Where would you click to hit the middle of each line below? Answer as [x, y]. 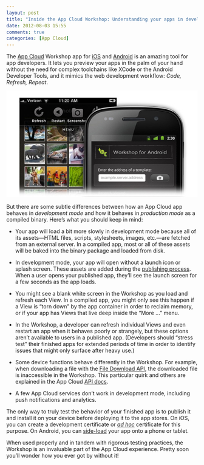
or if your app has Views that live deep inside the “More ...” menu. [97, 313]
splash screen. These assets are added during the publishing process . [103, 269]
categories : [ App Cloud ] [38, 39]
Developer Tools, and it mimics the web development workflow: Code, [94, 76]
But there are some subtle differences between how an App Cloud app [94, 206]
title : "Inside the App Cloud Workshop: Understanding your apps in [95, 19]
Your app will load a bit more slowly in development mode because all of [106, 231]
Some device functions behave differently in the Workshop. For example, [106, 362]
